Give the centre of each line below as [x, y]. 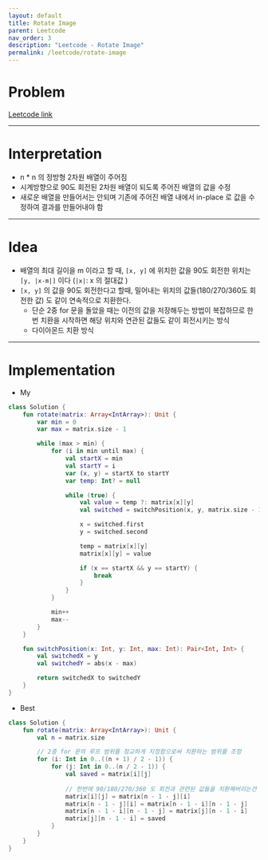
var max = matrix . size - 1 [82, 429]
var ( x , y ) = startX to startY [117, 473]
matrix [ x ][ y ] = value [115, 554]
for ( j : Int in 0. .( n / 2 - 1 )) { [108, 767]
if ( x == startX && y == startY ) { [138, 568]
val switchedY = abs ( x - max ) [87, 664]
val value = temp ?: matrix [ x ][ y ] [137, 503]
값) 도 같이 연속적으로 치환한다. [83, 300]
